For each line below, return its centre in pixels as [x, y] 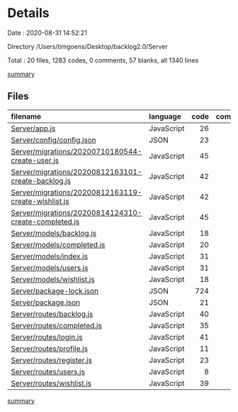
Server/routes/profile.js [50, 348]
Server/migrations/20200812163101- [76, 172]
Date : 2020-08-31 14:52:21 [47, 33]
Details [28, 13]
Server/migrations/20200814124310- [76, 212]
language [165, 116]
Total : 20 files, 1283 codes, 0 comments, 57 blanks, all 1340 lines [103, 60]
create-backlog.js [41, 180]
